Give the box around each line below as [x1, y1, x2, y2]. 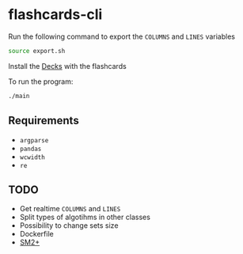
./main [8, 92, 30, 100]
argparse [19, 136, 49, 144]
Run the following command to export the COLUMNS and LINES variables [8, 32, 236, 41]
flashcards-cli [8, 6, 103, 24]
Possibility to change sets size [19, 221, 119, 230]
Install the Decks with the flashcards [8, 61, 127, 70]
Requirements [8, 114, 79, 127]
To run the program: [8, 77, 74, 86]
